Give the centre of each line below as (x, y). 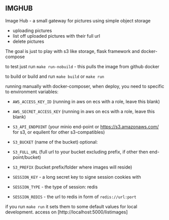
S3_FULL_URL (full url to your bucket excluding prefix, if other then (80, 152)
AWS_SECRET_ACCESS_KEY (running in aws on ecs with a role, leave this (83, 111)
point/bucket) (27, 157)
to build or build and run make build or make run (55, 76)
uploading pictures (32, 31)
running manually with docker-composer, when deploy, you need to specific (85, 86)
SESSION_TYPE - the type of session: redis (55, 187)
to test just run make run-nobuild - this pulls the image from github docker (82, 66)
